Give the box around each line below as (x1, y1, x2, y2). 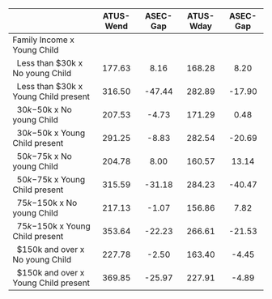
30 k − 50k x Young (16, 127, 86, 139)
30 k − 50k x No (16, 105, 73, 115)
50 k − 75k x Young (16, 174, 86, 185)
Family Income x (12, 34, 75, 45)
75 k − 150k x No (16, 198, 78, 208)
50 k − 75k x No (16, 151, 73, 161)
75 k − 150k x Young (16, 220, 91, 232)
